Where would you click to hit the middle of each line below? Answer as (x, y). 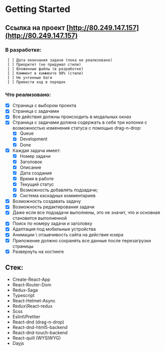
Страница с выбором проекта (44, 106)
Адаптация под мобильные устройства (54, 229)
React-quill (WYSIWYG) (36, 338)
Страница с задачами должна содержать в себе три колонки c (80, 122)
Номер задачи (35, 156)
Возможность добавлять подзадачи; (59, 190)
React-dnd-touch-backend (40, 333)
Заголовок (31, 162)
